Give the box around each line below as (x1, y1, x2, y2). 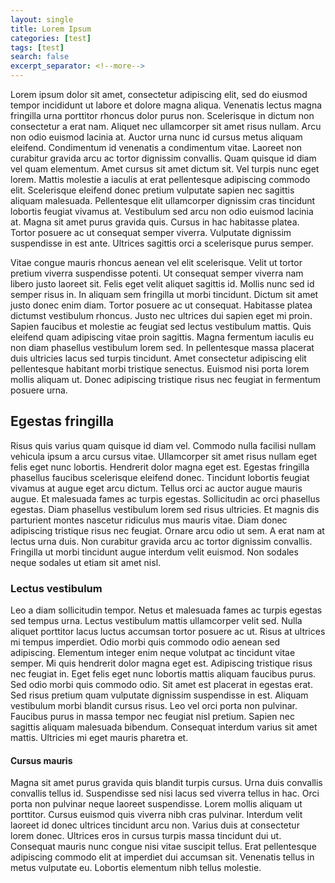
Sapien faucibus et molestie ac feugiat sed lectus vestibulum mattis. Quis (10, 321, 312, 332)
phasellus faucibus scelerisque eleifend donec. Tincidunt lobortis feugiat (10, 471, 310, 483)
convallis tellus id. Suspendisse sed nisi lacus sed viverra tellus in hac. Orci (10, 787, 320, 800)
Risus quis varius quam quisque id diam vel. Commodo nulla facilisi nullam (10, 439, 317, 451)
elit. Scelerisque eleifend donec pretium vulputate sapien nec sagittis (10, 184, 295, 196)
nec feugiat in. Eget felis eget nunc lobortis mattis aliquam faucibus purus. (10, 668, 317, 680)
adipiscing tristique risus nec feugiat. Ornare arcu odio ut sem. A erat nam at (10, 524, 325, 536)
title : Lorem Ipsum (10, 24, 92, 34)
